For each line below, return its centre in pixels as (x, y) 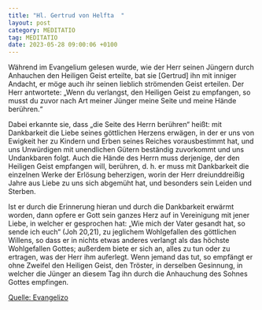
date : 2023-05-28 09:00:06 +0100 (63, 45)
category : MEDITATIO (42, 30)
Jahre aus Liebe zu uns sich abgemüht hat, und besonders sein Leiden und (130, 183)
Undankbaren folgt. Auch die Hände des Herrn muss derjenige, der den (124, 158)
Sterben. (22, 192)
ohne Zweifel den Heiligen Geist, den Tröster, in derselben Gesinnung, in (125, 266)
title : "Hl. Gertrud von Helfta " (66, 15)
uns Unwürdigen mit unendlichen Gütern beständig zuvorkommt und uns (126, 150)
